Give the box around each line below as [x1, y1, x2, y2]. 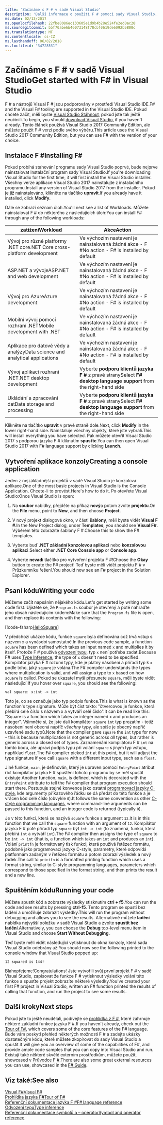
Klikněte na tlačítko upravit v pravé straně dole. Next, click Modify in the [5, 422, 149, 428]
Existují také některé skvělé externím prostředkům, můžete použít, [5, 1052, 137, 1057]
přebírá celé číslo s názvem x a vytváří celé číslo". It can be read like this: [5, 708, 150, 714]
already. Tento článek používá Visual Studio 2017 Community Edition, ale [5, 122, 150, 127]
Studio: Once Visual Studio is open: [5, 493, 74, 499]
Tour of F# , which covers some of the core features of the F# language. [5, 1026, 148, 1032]
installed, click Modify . [5, 195, 51, 201]
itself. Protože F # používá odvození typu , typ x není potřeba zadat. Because [5, 649, 156, 655]
